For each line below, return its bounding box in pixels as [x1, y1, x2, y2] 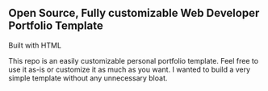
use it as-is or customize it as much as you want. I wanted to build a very [8, 64, 251, 74]
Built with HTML [8, 40, 62, 50]
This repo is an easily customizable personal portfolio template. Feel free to [8, 56, 259, 65]
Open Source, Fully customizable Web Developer [8, 6, 260, 20]
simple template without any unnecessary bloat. [8, 72, 168, 83]
